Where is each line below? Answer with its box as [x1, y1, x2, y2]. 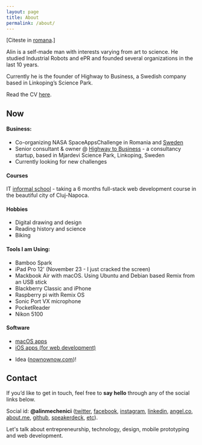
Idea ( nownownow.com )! [14, 356, 77, 363]
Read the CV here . [6, 91, 52, 98]
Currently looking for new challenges [14, 158, 107, 165]
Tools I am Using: [6, 245, 50, 252]
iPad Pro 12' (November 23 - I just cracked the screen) [14, 265, 151, 272]
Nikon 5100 [14, 310, 43, 318]
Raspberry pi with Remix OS [14, 291, 85, 298]
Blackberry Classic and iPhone [14, 284, 92, 292]
